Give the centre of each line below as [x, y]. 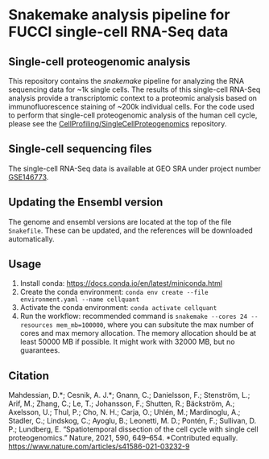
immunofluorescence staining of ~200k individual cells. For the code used [132, 107]
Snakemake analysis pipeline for [119, 15]
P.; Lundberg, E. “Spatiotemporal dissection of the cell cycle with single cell [134, 429]
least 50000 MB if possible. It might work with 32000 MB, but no [127, 342]
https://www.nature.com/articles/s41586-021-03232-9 [99, 447]
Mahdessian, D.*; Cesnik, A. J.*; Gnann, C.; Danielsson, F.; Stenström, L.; [129, 395]
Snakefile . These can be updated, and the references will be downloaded [131, 230]
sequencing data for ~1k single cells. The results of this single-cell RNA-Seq [134, 89]
